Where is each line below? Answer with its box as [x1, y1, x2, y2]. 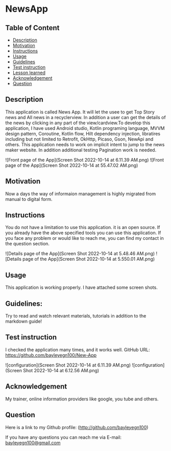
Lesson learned [12, 70, 46, 76]
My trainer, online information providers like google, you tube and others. [5, 396, 159, 402]
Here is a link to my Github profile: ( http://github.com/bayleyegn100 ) [5, 424, 149, 430]
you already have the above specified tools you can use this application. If [5, 230, 161, 236]
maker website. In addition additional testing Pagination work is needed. [5, 147, 157, 153]
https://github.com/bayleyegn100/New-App [5, 352, 97, 358]
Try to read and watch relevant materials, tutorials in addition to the [5, 313, 146, 319]
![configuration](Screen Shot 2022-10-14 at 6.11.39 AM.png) [5, 362, 131, 368]
